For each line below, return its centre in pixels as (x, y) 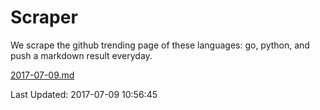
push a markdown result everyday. (81, 55)
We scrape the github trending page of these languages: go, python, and (160, 45)
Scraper (44, 17)
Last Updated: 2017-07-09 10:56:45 (84, 94)
